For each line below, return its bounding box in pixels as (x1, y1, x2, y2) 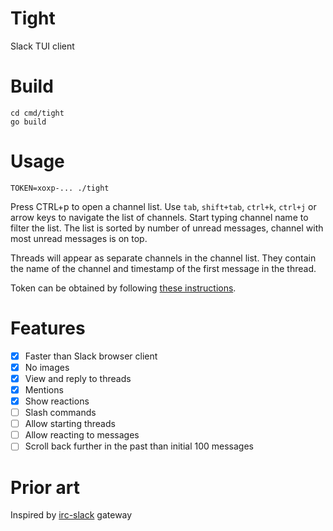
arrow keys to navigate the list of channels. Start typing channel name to (10, 211, 309, 223)
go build (10, 117, 47, 127)
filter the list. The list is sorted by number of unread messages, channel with (10, 222, 324, 234)
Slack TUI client (10, 40, 75, 52)
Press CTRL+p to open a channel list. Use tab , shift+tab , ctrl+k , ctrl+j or (10, 200, 317, 212)
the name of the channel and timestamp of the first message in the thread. (10, 262, 317, 274)
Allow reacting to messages (24, 429, 140, 441)
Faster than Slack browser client (24, 350, 158, 362)
